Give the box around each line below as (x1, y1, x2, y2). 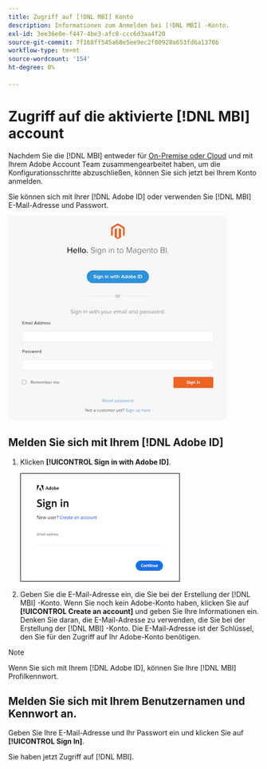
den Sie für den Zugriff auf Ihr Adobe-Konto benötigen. (19, 632, 202, 641)
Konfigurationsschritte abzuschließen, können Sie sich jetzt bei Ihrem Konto (8, 168, 257, 177)
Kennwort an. (8, 707, 77, 720)
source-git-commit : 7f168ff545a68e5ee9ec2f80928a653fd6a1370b (8, 38, 219, 46)
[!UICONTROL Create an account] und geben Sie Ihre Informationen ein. (19, 606, 259, 616)
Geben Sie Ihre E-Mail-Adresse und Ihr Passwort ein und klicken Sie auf (8, 728, 244, 738)
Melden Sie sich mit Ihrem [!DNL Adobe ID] (8, 436, 224, 449)
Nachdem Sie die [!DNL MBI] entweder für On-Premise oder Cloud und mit (8, 150, 253, 160)
